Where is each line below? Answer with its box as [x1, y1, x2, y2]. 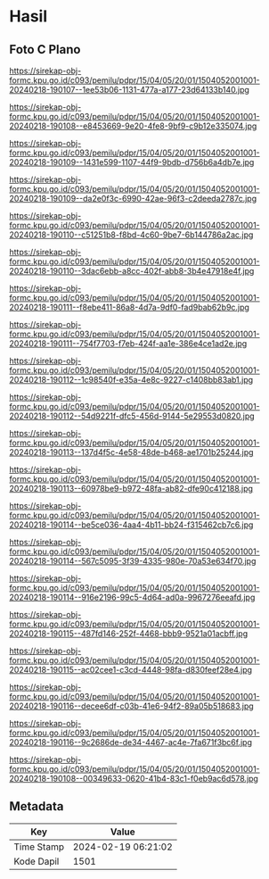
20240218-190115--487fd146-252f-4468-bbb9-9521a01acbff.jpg [9, 628, 248, 639]
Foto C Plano [9, 42, 81, 57]
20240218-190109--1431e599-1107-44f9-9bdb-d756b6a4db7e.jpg [9, 157, 255, 167]
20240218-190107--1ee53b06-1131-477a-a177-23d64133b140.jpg [9, 85, 249, 95]
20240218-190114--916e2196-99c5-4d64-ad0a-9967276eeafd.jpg [9, 592, 256, 602]
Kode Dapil [13, 855, 60, 867]
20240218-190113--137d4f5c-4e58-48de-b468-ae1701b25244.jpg [9, 447, 254, 457]
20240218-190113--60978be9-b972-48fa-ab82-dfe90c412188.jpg [9, 484, 254, 493]
